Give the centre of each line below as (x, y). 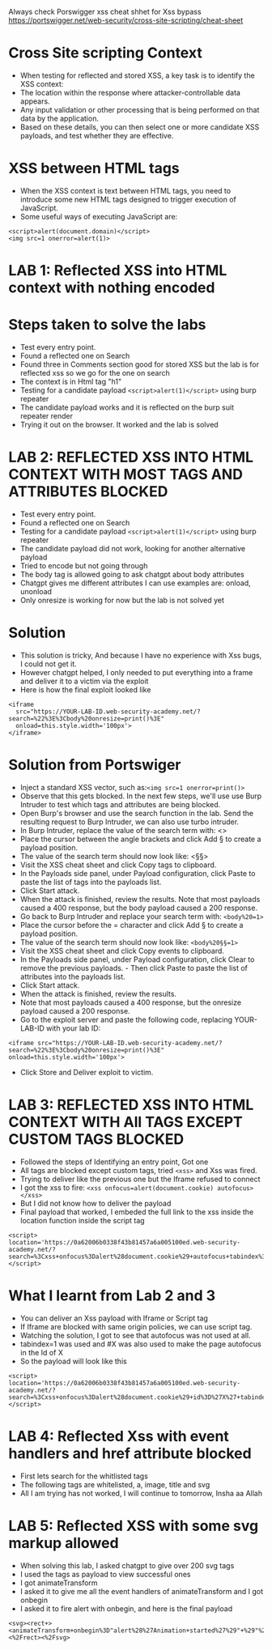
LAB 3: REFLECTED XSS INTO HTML (131, 1105)
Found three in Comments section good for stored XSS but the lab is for (139, 364)
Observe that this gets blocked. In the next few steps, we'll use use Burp (141, 796)
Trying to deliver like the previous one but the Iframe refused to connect (140, 1179)
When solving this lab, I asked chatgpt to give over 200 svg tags (127, 1565)
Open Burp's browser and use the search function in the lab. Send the (137, 813)
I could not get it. (48, 664)
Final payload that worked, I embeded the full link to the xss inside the (137, 1212)
